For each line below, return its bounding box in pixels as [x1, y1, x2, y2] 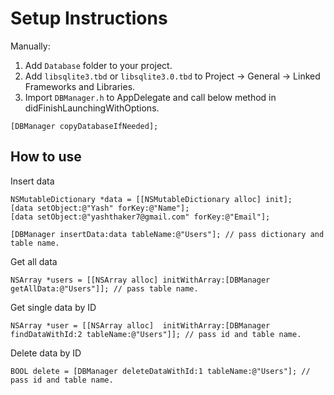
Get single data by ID [10, 301, 97, 313]
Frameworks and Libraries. [24, 80, 136, 92]
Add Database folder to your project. [24, 59, 173, 71]
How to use [10, 148, 82, 166]
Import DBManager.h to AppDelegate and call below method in [24, 91, 277, 103]
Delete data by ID [10, 347, 82, 359]
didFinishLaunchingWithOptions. [24, 102, 160, 114]
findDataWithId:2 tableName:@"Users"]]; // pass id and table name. [10, 329, 302, 339]
